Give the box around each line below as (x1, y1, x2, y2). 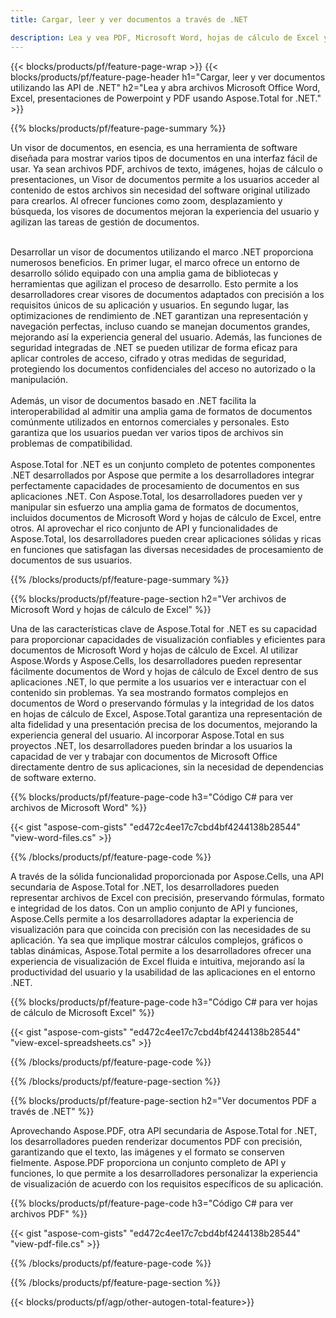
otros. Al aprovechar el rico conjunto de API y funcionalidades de (10, 522, 278, 534)
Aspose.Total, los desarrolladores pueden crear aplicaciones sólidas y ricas (10, 532, 322, 545)
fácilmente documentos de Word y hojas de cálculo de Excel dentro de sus (10, 665, 319, 677)
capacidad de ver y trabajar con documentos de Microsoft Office (10, 750, 278, 762)
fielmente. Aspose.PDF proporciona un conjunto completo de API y (10, 1156, 287, 1168)
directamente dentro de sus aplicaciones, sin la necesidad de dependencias (10, 761, 324, 773)
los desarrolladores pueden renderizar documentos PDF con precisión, (10, 1135, 303, 1147)
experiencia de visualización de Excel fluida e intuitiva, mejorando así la (10, 955, 305, 967)
